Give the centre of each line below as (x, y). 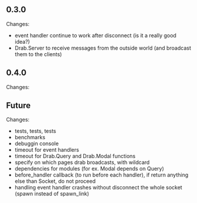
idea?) (22, 41)
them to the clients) (38, 54)
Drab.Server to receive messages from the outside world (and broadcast (103, 48)
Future (19, 106)
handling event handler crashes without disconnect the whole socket (98, 188)
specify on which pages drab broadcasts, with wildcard (82, 162)
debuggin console (37, 143)
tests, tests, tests (35, 131)
